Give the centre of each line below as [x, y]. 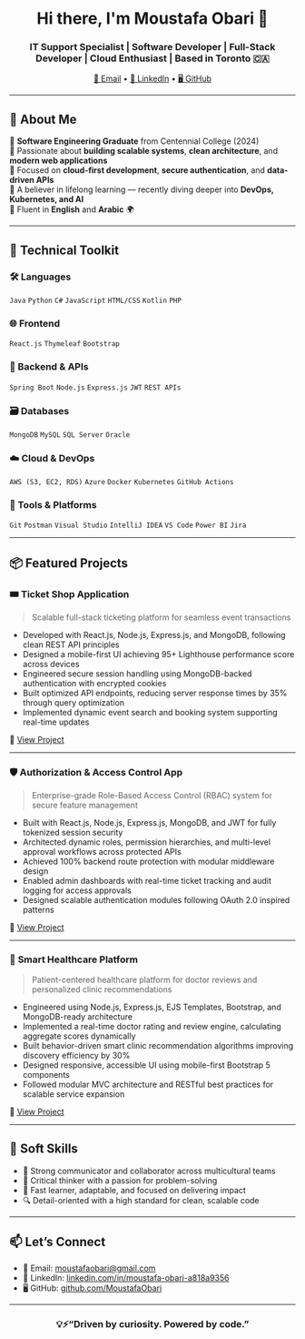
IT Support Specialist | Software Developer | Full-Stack [152, 47]
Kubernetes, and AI [47, 199]
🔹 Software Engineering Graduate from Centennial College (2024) [134, 141]
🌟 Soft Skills [44, 1149]
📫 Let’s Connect [58, 1242]
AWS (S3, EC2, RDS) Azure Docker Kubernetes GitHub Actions [122, 482]
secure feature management [84, 806]
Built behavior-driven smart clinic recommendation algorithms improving [157, 1045]
